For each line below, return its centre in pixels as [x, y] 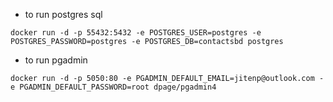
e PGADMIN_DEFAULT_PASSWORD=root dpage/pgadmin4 [113, 87]
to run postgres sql [63, 14]
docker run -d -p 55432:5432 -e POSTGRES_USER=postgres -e [136, 33]
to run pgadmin [56, 60]
